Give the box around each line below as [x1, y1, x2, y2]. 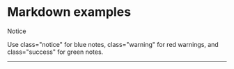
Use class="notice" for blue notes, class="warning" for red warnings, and [7, 40, 219, 48]
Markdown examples [7, 4, 131, 20]
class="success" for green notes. [7, 48, 104, 56]
